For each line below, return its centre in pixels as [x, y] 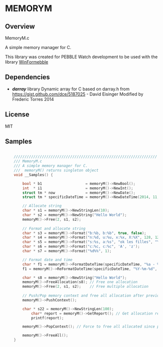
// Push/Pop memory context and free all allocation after [83, 296]
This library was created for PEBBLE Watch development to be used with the [81, 57]
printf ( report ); [47, 318]
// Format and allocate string [54, 229]
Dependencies [27, 77]
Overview [20, 26]
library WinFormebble [27, 62]
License [17, 115]
